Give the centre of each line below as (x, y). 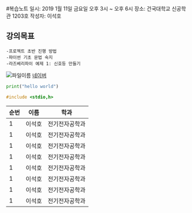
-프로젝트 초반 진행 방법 (32, 51)
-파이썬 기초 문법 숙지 (30, 58)
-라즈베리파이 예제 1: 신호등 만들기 (43, 63)
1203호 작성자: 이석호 (37, 16)
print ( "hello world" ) (32, 86)
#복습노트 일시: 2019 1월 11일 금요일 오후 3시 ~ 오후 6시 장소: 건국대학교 (88, 9)
